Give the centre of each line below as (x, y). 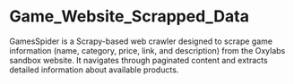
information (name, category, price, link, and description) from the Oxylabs (147, 50)
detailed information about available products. (94, 70)
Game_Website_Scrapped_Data (129, 17)
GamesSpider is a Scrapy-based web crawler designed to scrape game (141, 41)
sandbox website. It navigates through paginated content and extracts (138, 60)
